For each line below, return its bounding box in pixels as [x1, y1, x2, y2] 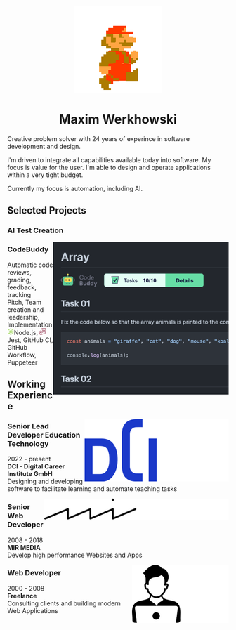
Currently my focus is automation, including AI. [7, 184, 143, 192]
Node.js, [13, 328, 39, 336]
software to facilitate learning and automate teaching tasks [7, 485, 178, 493]
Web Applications [7, 606, 58, 615]
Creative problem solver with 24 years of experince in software [7, 134, 190, 143]
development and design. [7, 142, 81, 150]
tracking [7, 290, 32, 298]
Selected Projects [7, 204, 86, 216]
